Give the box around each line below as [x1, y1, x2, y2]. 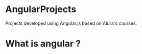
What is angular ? [5, 38, 81, 49]
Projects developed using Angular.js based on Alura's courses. [5, 20, 137, 26]
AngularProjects [5, 4, 77, 15]
